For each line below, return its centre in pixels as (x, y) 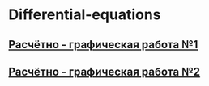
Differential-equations (85, 15)
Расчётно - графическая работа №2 (104, 71)
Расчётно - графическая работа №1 (103, 45)
